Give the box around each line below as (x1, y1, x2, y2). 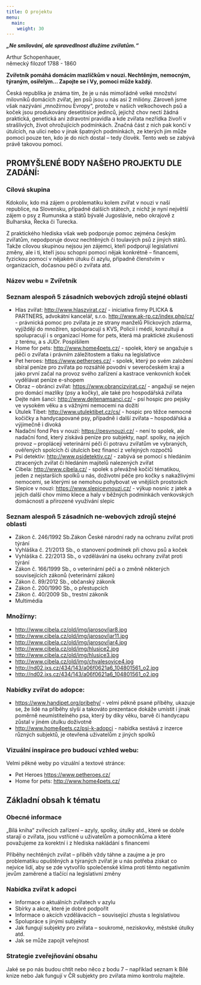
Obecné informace (6, 813, 62, 821)
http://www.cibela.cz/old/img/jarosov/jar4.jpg (14, 638, 127, 645)
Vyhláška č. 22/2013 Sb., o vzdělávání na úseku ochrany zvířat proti (14, 552, 183, 560)
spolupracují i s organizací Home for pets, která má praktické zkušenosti (14, 332, 194, 339)
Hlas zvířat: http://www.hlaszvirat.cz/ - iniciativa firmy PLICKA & (14, 307, 173, 314)
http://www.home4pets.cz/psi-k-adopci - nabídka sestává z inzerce (14, 725, 183, 732)
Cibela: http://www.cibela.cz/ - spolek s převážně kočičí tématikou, (14, 466, 181, 473)
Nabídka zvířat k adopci (6, 885, 77, 893)
